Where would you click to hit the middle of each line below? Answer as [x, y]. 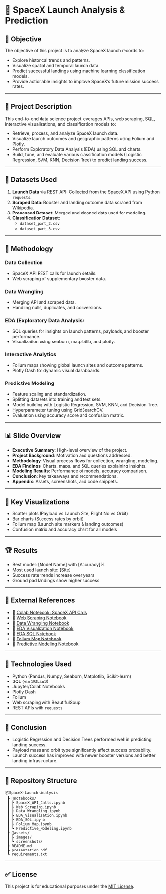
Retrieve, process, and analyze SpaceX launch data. [65, 133]
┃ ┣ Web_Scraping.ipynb [32, 807]
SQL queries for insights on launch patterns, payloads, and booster [81, 331]
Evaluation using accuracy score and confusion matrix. [68, 415]
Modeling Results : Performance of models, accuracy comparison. [80, 471]
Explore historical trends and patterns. [51, 60]
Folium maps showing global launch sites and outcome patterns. [78, 365]
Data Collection [24, 262]
